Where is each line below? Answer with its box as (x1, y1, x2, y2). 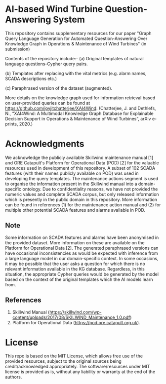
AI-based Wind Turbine (5, 3, 103, 15)
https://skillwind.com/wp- (49, 309, 102, 315)
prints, (5, 121, 18, 127)
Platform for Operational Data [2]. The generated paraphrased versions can (5, 245, 159, 251)
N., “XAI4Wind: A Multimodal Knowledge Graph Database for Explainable (5, 110, 154, 116)
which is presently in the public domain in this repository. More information (5, 196, 157, 202)
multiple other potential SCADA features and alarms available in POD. (5, 207, 146, 213)
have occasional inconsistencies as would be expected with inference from (5, 250, 158, 256)
